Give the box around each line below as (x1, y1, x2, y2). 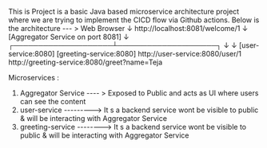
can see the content (19, 97, 86, 106)
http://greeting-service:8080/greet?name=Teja (8, 57, 163, 67)
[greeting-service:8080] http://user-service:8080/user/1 (56, 49, 242, 58)
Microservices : (8, 73, 60, 82)
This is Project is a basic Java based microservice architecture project (8, 7, 240, 16)
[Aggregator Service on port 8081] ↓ (8, 32, 130, 41)
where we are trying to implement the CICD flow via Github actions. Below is (8, 15, 260, 25)
